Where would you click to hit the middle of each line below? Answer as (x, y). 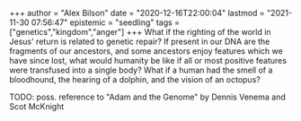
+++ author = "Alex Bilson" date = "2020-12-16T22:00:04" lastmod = (137, 13)
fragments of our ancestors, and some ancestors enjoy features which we (146, 51)
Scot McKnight (37, 106)
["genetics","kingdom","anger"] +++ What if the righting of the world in (140, 32)
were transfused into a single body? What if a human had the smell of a (141, 70)
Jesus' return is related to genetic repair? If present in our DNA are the (140, 41)
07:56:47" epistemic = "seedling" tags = (106, 22)
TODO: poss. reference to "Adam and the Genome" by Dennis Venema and (147, 97)
